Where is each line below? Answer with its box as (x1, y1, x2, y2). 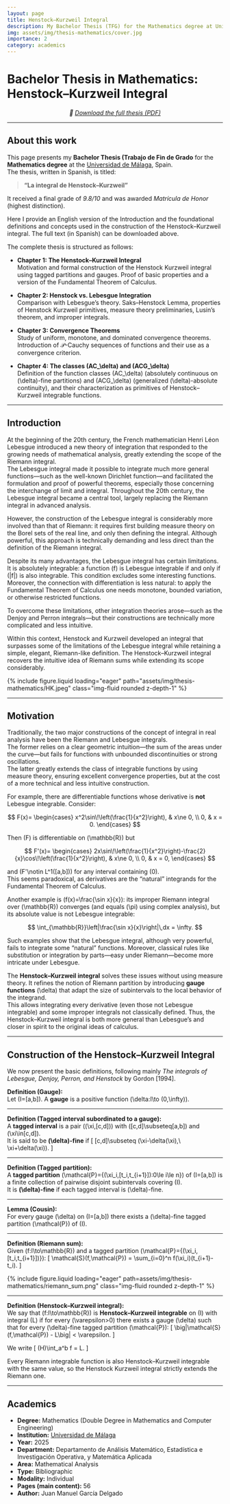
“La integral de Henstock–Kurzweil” (23, 181, 129, 189)
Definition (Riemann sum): (7, 1239, 84, 1248)
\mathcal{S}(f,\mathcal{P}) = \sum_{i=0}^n (51, 1254, 172, 1262)
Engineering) (16, 1424, 53, 1431)
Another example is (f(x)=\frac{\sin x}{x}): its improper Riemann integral (7, 895, 210, 903)
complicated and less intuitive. (7, 621, 93, 629)
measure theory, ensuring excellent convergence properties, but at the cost (7, 772, 220, 780)
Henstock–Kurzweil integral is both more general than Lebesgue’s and (7, 1015, 204, 1023)
